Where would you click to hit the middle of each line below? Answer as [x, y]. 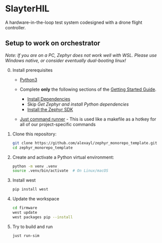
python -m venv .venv [35, 166]
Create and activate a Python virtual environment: [63, 157]
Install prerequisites [33, 70]
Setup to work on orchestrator [53, 43]
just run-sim [26, 236]
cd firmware [25, 208]
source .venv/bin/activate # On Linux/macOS [60, 171]
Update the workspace [36, 199]
